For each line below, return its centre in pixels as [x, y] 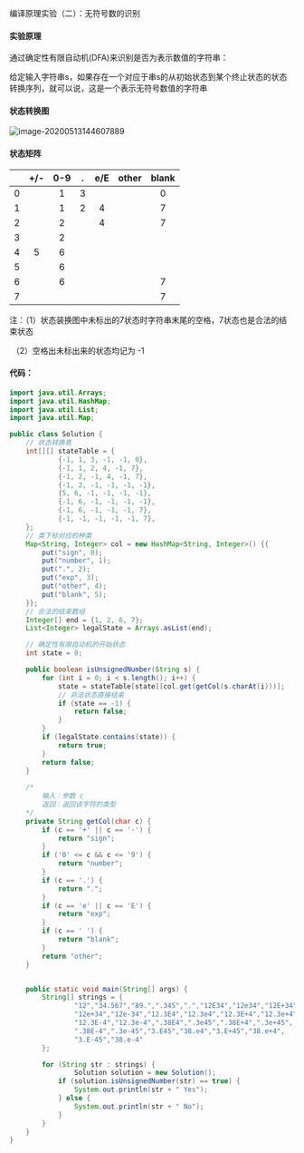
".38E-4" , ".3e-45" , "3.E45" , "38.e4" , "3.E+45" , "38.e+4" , [179, 1031]
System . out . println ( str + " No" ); [139, 1106]
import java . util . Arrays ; [58, 393]
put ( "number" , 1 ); [76, 561]
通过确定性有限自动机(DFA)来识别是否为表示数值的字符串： [119, 58]
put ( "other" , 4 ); [74, 586]
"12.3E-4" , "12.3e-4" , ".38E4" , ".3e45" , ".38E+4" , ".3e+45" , [184, 1023]
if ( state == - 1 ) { [94, 703]
